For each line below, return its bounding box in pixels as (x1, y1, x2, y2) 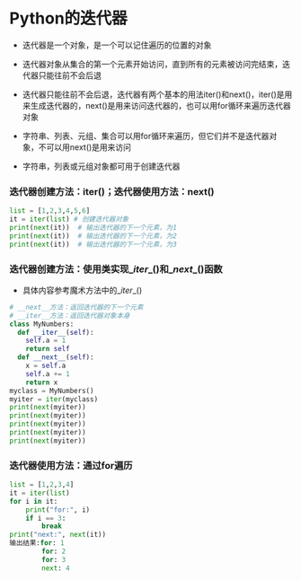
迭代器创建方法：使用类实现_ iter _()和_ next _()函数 (9, 262, 223, 275)
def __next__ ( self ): (17, 353, 94, 362)
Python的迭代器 (9, 8, 128, 29)
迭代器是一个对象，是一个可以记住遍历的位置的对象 (22, 40, 212, 50)
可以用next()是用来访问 (46, 141, 132, 153)
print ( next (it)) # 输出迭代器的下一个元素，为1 (9, 223, 177, 232)
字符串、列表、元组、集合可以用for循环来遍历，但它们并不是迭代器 (22, 130, 270, 141)
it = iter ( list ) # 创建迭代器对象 (9, 215, 129, 224)
